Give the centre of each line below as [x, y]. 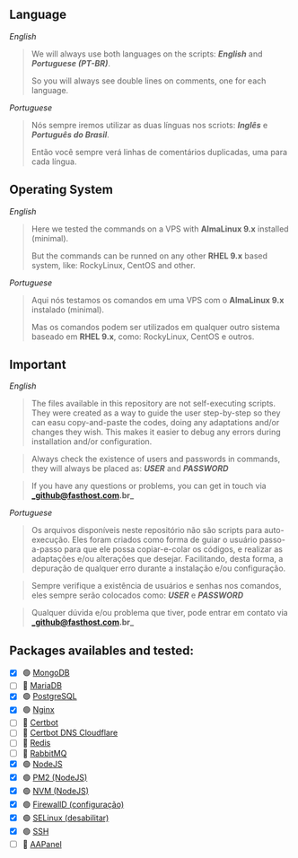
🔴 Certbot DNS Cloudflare [70, 733]
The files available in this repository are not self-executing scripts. [153, 404]
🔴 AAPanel [42, 844]
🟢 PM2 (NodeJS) [55, 777]
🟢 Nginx [39, 710]
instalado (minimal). [68, 310]
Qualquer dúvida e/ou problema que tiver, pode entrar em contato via [160, 613]
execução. [50, 540]
